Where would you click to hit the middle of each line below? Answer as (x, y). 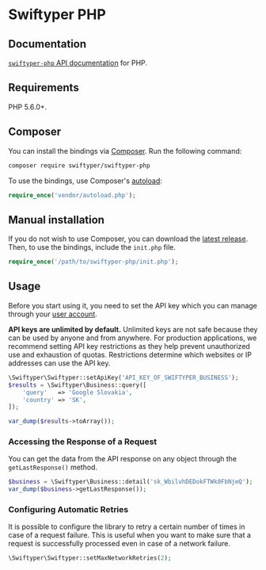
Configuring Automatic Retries (68, 510)
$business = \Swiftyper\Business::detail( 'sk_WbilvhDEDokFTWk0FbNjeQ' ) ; (131, 482)
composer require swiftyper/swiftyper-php (79, 165)
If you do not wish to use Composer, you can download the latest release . (128, 239)
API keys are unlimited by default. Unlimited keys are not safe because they (133, 329)
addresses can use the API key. (59, 363)
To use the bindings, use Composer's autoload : (85, 181)
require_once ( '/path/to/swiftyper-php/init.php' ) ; (93, 262)
